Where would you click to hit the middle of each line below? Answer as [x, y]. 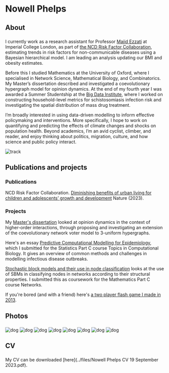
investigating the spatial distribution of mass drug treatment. [68, 105]
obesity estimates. [24, 63]
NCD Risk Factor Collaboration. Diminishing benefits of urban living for [78, 193]
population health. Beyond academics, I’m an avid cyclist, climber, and [78, 131]
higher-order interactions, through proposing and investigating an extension [84, 228]
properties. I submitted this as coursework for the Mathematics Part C [78, 279]
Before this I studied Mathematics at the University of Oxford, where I [77, 73]
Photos [17, 316]
